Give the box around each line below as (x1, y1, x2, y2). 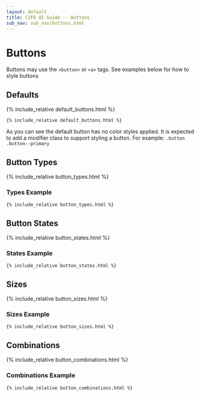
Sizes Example (6, 310, 50, 319)
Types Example (6, 188, 52, 196)
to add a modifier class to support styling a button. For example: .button (6, 134, 185, 142)
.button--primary (6, 141, 50, 147)
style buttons (6, 72, 39, 80)
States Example (6, 249, 53, 257)
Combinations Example (6, 371, 76, 380)
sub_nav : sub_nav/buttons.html (6, 20, 85, 26)
